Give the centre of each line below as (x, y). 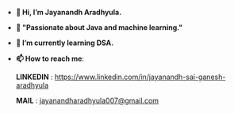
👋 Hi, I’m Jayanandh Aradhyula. (69, 12)
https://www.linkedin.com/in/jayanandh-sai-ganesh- (140, 77)
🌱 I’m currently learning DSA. (65, 43)
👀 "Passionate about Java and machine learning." (99, 27)
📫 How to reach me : (50, 58)
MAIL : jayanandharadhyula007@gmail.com (87, 100)
